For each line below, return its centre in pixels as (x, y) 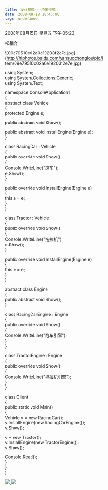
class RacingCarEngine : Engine (37, 315)
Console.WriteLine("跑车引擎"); (36, 335)
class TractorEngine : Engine (33, 356)
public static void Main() (29, 407)
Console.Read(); (21, 457)
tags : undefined (21, 18)
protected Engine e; (25, 113)
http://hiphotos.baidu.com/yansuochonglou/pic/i (55, 58)
